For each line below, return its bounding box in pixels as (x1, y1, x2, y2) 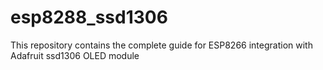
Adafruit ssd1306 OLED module (10, 49, 140, 61)
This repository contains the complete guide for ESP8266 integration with (10, 39, 313, 51)
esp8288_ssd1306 (10, 6, 168, 29)
